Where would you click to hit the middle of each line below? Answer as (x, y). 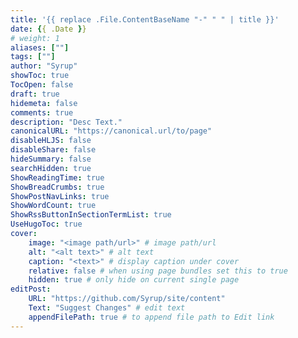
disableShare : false (53, 150)
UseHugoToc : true (46, 224)
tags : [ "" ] (33, 57)
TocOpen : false (42, 85)
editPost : (31, 289)
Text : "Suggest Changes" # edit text (107, 308)
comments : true (42, 112)
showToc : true (40, 76)
